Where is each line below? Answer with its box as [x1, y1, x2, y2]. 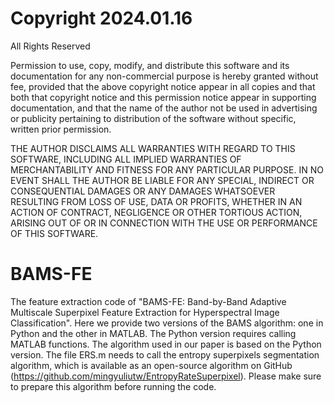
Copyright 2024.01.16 [10, 7, 193, 30]
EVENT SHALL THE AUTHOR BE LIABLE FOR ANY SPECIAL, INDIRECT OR [10, 174, 315, 186]
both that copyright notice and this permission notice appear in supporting [10, 91, 317, 103]
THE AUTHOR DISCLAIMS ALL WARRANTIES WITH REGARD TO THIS [10, 142, 296, 154]
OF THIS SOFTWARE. [10, 227, 99, 239]
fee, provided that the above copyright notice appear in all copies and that [10, 80, 316, 92]
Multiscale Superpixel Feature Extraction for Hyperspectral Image [10, 306, 280, 318]
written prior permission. [10, 123, 112, 135]
